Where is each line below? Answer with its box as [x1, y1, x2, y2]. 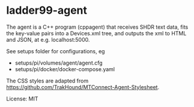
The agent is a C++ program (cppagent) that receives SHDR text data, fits [6, 23, 189, 30]
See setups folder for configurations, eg [6, 47, 105, 54]
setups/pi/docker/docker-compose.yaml [14, 65, 115, 72]
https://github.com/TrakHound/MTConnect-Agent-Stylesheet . [6, 83, 160, 90]
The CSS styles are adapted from [6, 77, 89, 84]
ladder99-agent [6, 4, 88, 17]
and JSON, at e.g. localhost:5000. [6, 36, 90, 43]
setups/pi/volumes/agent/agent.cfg [14, 59, 103, 66]
